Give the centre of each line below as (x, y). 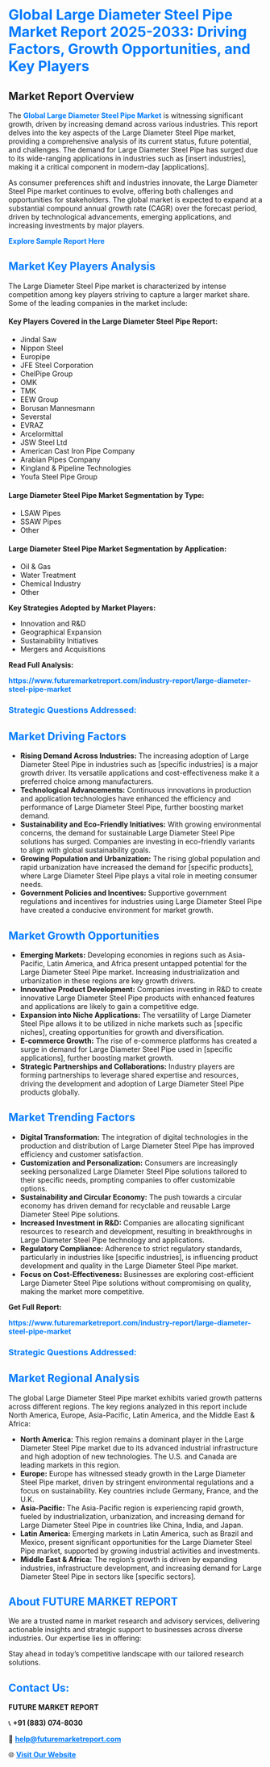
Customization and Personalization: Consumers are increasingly (129, 1162)
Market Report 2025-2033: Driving (128, 32)
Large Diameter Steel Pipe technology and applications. (112, 1240)
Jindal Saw (38, 340)
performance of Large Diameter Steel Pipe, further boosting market (132, 807)
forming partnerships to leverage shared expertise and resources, (129, 1074)
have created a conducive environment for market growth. (116, 911)
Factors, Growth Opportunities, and (130, 49)
